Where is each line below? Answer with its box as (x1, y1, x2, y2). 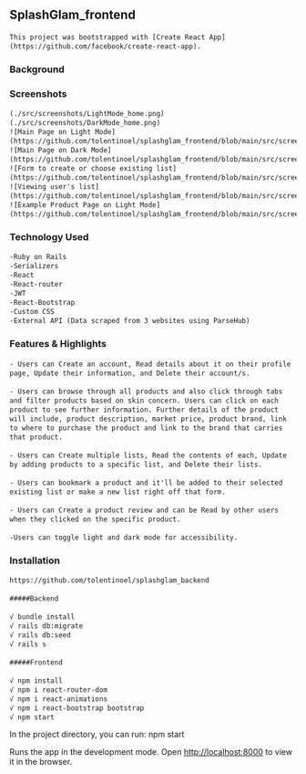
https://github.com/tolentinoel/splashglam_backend (9, 575, 209, 585)
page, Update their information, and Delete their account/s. (9, 369, 250, 378)
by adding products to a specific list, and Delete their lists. (9, 460, 262, 469)
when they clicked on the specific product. (9, 515, 181, 524)
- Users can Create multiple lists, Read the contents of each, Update (9, 451, 287, 460)
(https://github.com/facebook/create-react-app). (9, 41, 202, 51)
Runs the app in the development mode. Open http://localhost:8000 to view (9, 746, 293, 757)
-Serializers (9, 262, 59, 271)
